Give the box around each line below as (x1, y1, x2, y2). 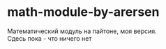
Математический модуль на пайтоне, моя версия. (7, 27, 157, 35)
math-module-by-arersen (7, 4, 160, 20)
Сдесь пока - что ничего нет (7, 34, 92, 42)
